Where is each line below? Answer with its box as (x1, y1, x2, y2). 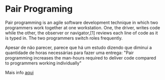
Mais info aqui (5, 69, 34, 75)
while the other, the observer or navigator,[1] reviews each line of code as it (5, 30, 158, 36)
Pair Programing (5, 3, 73, 15)
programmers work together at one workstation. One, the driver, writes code (5, 24, 160, 30)
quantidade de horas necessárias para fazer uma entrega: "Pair (5, 50, 134, 56)
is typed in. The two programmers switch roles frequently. (5, 35, 123, 41)
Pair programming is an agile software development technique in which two (5, 20, 159, 25)
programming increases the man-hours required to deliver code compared (5, 55, 156, 60)
